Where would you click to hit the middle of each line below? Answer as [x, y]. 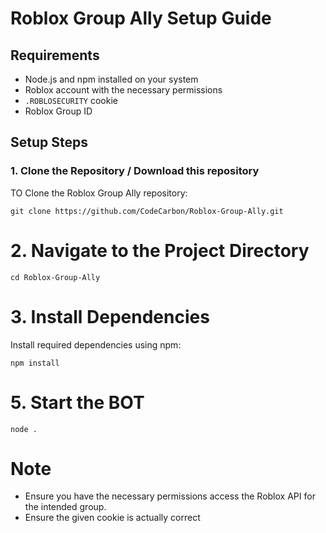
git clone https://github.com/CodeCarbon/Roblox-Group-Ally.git [147, 211]
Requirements [55, 55]
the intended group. [65, 507]
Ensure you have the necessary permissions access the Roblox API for [170, 496]
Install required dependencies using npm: [96, 344]
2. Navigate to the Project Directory [160, 250]
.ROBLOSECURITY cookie [71, 100]
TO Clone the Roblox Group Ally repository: [99, 193]
